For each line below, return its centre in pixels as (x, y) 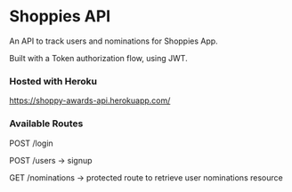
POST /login (31, 143)
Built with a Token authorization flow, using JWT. (99, 58)
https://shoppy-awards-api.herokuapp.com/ (90, 100)
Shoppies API (60, 16)
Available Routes (46, 124)
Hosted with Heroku (53, 81)
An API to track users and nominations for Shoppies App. (114, 41)
